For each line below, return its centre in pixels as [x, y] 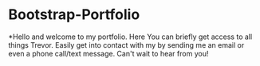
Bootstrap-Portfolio [74, 15]
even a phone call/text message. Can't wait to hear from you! [108, 53]
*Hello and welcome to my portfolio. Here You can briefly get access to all [130, 37]
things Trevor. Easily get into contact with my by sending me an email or [126, 45]
